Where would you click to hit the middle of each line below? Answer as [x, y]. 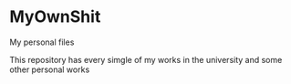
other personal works [50, 69]
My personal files [42, 42]
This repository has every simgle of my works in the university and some [146, 59]
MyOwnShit [55, 17]
